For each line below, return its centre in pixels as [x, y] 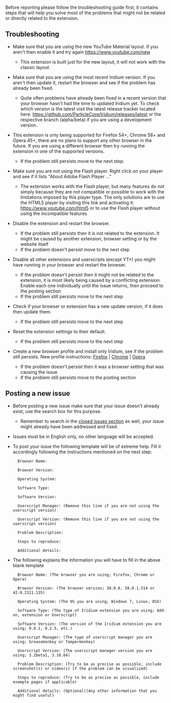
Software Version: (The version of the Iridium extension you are [90, 624]
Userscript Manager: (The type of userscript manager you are [85, 637]
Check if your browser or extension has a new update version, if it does [88, 306]
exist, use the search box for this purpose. [57, 411]
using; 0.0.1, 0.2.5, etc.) [42, 628]
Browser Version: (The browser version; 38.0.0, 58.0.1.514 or [86, 588]
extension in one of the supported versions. [58, 151]
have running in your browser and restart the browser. [69, 264]
